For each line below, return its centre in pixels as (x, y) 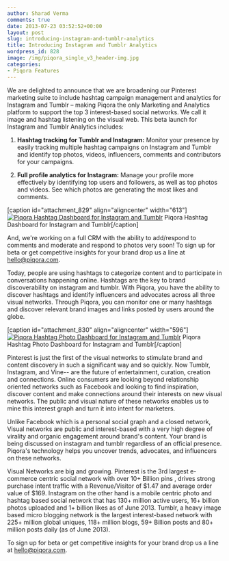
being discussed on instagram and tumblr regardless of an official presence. (114, 443)
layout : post (26, 32)
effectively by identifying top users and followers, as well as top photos (117, 182)
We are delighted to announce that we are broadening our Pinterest (102, 90)
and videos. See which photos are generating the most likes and (107, 190)
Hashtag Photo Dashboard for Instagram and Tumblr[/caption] (95, 344)
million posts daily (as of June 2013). (59, 529)
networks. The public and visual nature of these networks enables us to (108, 401)
